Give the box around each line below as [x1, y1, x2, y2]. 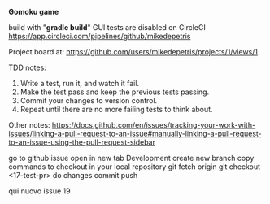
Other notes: [8, 120, 50, 129]
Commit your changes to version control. [20, 96, 158, 105]
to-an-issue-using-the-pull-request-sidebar [8, 137, 156, 147]
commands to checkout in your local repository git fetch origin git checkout [8, 162, 261, 171]
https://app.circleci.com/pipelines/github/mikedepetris [8, 32, 191, 41]
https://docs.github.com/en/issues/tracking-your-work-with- [51, 120, 256, 129]
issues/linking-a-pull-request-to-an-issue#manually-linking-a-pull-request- [8, 129, 262, 138]
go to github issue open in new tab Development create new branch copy [8, 154, 255, 163]
